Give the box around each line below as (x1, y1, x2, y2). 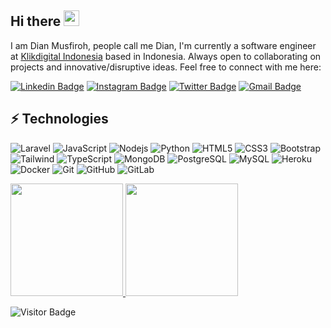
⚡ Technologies (10, 111, 109, 128)
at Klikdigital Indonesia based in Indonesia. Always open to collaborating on (10, 50, 322, 62)
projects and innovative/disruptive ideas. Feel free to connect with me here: (10, 61, 322, 73)
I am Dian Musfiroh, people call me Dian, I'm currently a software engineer (10, 39, 317, 51)
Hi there (10, 13, 62, 30)
